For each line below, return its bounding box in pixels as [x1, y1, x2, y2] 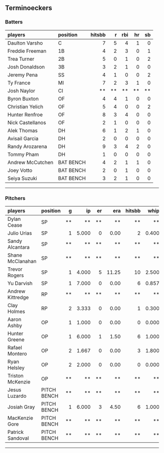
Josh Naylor [7, 87, 36, 94]
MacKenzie [7, 414, 33, 421]
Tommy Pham [7, 151, 39, 158]
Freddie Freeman [7, 48, 46, 54]
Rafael [7, 344, 22, 351]
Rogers [7, 272, 24, 279]
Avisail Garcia [7, 135, 39, 142]
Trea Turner [7, 55, 35, 62]
